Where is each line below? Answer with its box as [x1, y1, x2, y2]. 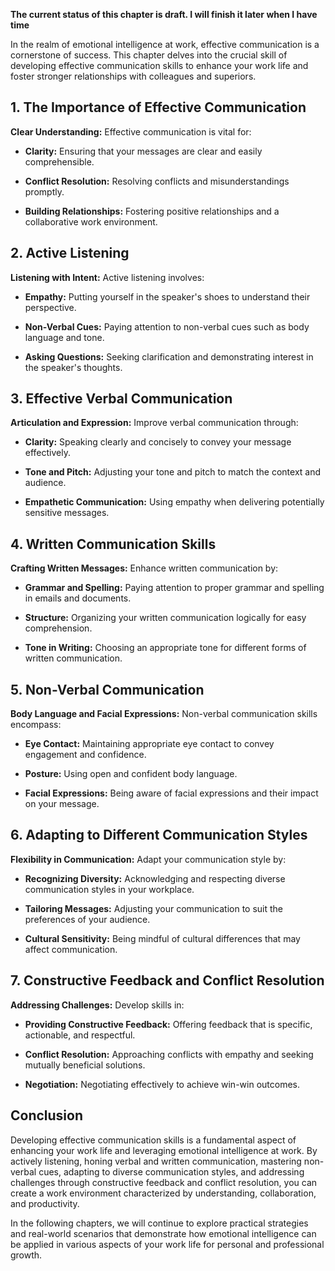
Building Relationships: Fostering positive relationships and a [24, 205, 280, 217]
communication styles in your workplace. [24, 883, 195, 895]
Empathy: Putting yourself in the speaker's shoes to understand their [24, 290, 311, 303]
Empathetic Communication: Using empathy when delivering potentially [24, 496, 325, 508]
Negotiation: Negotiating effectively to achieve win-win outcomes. [24, 1078, 300, 1090]
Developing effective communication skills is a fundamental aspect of [10, 1134, 297, 1146]
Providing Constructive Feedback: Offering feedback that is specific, [24, 1018, 313, 1030]
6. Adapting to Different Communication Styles [10, 827, 308, 844]
